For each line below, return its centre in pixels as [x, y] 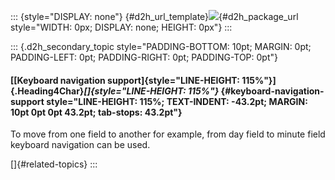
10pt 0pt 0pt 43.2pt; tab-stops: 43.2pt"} [96, 112]
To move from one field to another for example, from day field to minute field [168, 134]
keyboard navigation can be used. [80, 145]
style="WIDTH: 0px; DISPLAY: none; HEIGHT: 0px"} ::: [121, 27]
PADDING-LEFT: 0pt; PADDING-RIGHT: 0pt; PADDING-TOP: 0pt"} [144, 57]
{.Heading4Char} [47, 91]
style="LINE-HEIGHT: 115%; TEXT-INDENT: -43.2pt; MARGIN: [177, 101]
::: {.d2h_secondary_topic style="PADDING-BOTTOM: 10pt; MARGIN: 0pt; [161, 46]
